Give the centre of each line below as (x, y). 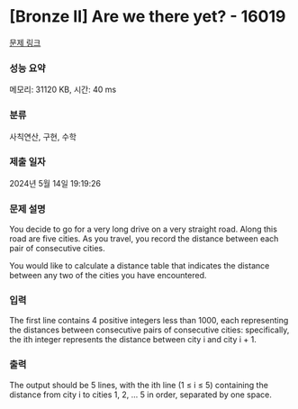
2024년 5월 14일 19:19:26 (55, 183)
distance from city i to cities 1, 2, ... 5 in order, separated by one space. (141, 395)
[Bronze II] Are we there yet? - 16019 (148, 17)
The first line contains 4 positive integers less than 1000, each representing (149, 321)
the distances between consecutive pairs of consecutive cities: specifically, (149, 330)
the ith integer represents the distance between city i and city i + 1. (133, 340)
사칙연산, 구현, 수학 (43, 136)
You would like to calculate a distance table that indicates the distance (140, 266)
